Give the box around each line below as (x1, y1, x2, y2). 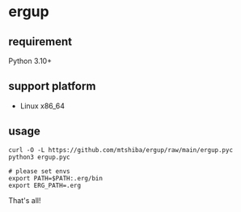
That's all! (8, 195, 41, 205)
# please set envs (8, 167, 70, 176)
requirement (8, 35, 73, 49)
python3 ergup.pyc (8, 153, 70, 161)
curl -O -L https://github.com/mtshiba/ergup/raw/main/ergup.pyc (8, 146, 233, 154)
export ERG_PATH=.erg (8, 181, 82, 189)
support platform (8, 79, 96, 93)
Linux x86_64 (19, 100, 66, 111)
